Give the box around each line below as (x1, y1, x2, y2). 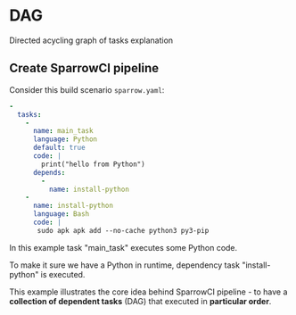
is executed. (40, 269, 86, 279)
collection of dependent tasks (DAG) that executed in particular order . (9, 295, 272, 306)
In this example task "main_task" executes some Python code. (9, 242, 238, 253)
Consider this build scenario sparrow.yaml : (9, 84, 165, 95)
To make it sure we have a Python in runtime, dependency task (9, 260, 241, 270)
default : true (32, 144, 86, 153)
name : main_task (32, 127, 94, 136)
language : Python (32, 135, 98, 144)
